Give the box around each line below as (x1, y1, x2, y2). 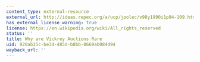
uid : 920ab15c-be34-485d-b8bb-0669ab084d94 (6, 42, 116, 48)
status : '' (6, 31, 33, 37)
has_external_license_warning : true (6, 19, 97, 25)
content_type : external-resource (6, 8, 89, 15)
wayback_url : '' (6, 47, 46, 53)
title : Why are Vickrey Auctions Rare (6, 36, 102, 42)
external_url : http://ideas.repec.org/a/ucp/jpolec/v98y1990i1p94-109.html (6, 14, 198, 20)
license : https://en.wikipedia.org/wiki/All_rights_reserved (6, 25, 161, 31)
